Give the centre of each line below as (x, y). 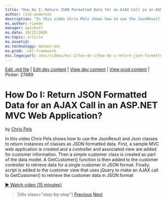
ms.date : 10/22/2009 (26, 33)
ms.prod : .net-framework (31, 51)
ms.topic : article (24, 37)
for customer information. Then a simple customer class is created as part (81, 154)
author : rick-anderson (28, 14)
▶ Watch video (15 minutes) (34, 185)
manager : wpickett (24, 28)
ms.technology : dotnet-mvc (33, 46)
